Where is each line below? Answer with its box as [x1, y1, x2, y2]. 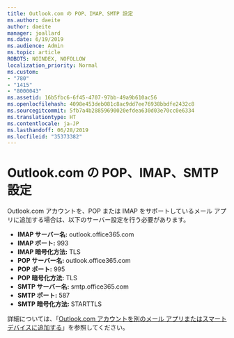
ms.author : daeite [7, 17, 61, 24]
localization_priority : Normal [7, 62, 98, 69]
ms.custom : [7, 68, 39, 75]
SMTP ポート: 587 [17, 291, 70, 300]
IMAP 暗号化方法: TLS [17, 248, 81, 256]
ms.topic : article [7, 49, 61, 56]
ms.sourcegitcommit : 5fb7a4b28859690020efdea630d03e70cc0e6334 [7, 107, 195, 114]
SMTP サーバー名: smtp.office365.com [17, 282, 129, 291]
